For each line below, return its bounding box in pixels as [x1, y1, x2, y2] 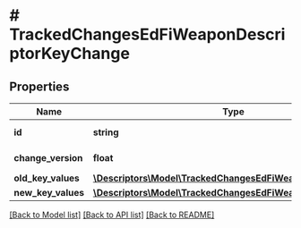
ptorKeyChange [9, 44, 130, 63]
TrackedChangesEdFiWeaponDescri [9, 24, 286, 45]
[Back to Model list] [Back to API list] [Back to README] [9, 209, 215, 220]
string [92, 126, 119, 139]
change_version [13, 152, 83, 164]
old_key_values [13, 172, 81, 184]
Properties [9, 79, 70, 94]
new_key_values [13, 187, 85, 198]
